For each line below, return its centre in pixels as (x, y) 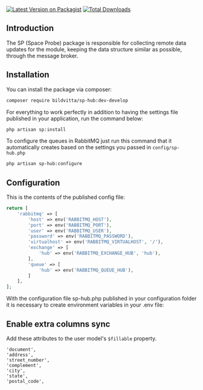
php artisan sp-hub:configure (44, 164)
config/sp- (166, 148)
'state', (17, 376)
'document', (21, 349)
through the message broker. (42, 56)
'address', (20, 355)
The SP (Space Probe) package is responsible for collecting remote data (96, 43)
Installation (28, 75)
